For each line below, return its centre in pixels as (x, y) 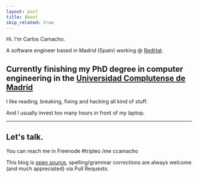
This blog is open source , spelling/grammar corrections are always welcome (99, 162)
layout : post (22, 11)
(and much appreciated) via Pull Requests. (57, 169)
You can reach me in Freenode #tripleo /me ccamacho (72, 151)
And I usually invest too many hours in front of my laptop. (76, 113)
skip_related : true (30, 22)
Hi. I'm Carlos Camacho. (36, 39)
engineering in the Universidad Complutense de (96, 78)
